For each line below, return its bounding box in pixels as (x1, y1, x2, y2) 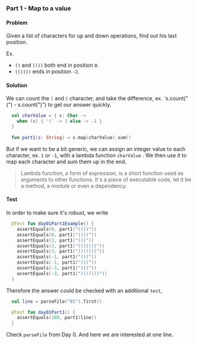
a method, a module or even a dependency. (20, 182, 128, 189)
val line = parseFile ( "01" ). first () (11, 298, 102, 305)
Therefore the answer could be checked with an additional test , (6, 287, 163, 294)
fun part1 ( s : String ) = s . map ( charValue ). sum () (11, 134, 132, 141)
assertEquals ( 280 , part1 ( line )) (17, 315, 97, 321)
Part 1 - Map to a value (6, 4, 71, 13)
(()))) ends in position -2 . (14, 68, 80, 75)
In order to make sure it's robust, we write (6, 209, 109, 216)
